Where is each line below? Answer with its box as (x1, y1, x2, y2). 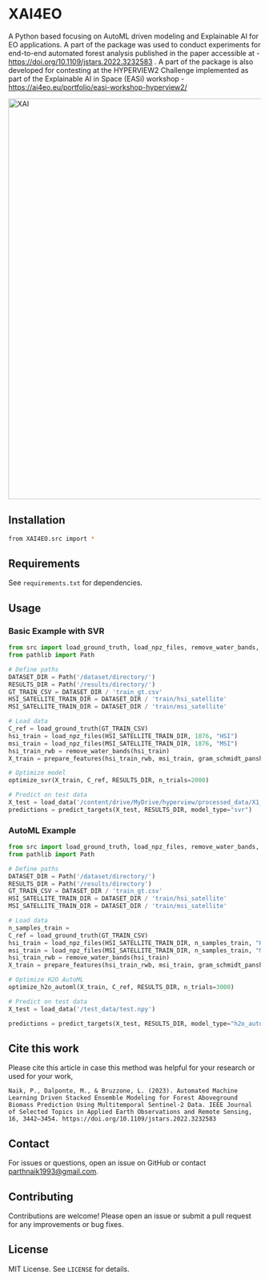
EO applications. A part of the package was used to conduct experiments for (8, 39, 261, 49)
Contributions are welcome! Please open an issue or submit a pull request (8, 1211, 252, 1221)
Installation (8, 514, 66, 527)
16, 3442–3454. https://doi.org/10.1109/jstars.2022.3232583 (8, 1115, 217, 1123)
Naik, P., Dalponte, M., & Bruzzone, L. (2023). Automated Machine (8, 1087, 239, 1095)
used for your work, (8, 1072, 74, 1081)
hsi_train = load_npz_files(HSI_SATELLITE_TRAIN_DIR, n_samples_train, (8, 939, 252, 947)
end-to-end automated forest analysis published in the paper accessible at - (8, 48, 260, 58)
